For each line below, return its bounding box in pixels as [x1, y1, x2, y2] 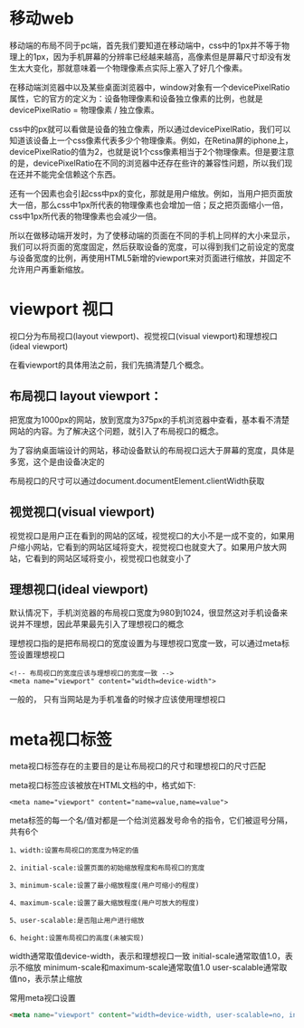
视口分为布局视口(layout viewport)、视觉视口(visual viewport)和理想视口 [9, 330, 278, 341]
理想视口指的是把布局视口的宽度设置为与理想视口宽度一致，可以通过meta [9, 638, 282, 649]
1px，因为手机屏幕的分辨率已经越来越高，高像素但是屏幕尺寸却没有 [33, 51, 283, 62]
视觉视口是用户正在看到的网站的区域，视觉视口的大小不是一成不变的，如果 [9, 530, 287, 541]
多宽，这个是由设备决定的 [9, 456, 105, 467]
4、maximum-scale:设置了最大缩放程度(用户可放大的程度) [9, 899, 200, 908]
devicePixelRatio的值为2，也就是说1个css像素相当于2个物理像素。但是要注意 [9, 146, 295, 157]
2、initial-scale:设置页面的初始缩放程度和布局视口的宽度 [9, 863, 205, 873]
